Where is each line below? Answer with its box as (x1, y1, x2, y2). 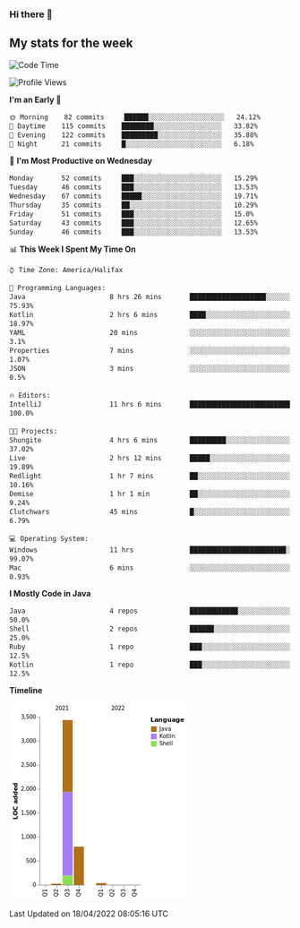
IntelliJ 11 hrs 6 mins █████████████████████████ (9, 400, 291, 408)
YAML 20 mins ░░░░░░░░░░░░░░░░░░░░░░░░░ (9, 328, 291, 337)
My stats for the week (9, 36, 133, 51)
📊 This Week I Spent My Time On (9, 244, 136, 254)
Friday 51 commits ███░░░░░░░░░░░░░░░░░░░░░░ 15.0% (9, 210, 254, 219)
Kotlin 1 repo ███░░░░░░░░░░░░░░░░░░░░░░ (9, 660, 291, 669)
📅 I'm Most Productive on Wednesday (9, 155, 152, 166)
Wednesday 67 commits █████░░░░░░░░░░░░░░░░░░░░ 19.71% (9, 192, 258, 201)
